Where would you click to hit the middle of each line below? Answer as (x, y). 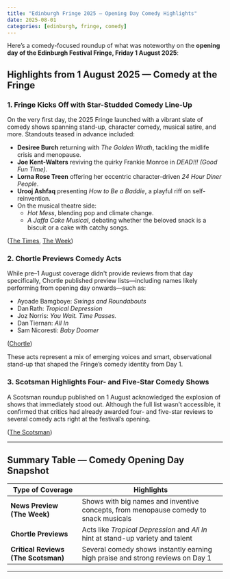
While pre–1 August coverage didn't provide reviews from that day (100, 273)
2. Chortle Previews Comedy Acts (64, 258)
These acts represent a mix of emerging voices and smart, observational (110, 357)
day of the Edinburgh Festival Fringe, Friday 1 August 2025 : (93, 53)
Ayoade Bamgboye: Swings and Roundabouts (81, 301)
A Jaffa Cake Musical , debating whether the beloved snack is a (117, 221)
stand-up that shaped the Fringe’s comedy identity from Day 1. (95, 365)
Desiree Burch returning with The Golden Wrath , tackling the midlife (113, 147)
